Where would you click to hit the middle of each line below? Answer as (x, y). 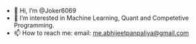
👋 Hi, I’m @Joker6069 (45, 11)
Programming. (34, 25)
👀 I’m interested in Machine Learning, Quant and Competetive (101, 18)
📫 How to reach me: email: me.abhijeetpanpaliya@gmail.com (101, 33)
